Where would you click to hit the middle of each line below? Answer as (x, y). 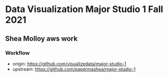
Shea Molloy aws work (41, 38)
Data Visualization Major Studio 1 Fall (84, 9)
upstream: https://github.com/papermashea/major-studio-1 (74, 69)
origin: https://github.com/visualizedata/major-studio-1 (69, 63)
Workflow (18, 53)
